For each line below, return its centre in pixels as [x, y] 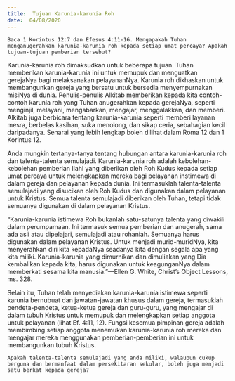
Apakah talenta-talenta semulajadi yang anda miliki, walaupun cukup [111, 358]
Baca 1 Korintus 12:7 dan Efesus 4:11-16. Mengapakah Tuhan [97, 39]
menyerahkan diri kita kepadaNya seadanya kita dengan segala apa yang [113, 249]
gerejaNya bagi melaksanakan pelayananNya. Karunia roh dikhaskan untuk [115, 80]
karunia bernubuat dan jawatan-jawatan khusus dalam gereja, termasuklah [115, 300]
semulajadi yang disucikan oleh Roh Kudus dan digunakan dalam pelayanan [116, 190]
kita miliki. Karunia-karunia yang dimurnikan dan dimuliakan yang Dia [107, 257]
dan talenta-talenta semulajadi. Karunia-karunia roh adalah [92, 161]
